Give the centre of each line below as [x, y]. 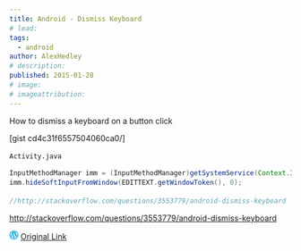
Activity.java [36, 156]
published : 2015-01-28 [52, 76]
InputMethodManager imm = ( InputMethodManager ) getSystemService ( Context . [150, 173]
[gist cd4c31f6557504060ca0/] [67, 138]
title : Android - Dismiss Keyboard [76, 19]
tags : [19, 38]
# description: [38, 66]
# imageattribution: [48, 94]
